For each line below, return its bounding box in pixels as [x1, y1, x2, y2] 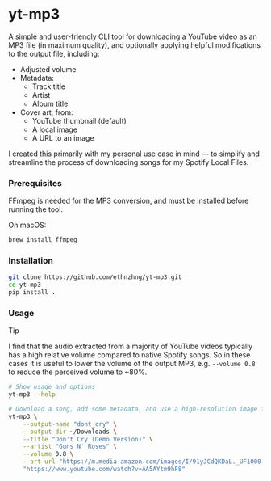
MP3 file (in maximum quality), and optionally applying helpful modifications [8, 40, 261, 49]
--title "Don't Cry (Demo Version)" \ [23, 435, 153, 443]
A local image [31, 124, 78, 134]
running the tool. [8, 205, 63, 214]
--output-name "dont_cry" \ [23, 420, 117, 428]
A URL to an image [31, 133, 94, 142]
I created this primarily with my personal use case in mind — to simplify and [8, 149, 260, 158]
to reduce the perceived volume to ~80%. [8, 367, 148, 377]
